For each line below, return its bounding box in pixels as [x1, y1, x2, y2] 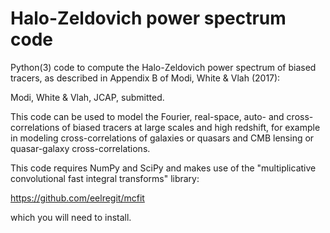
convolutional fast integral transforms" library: [10, 172, 200, 184]
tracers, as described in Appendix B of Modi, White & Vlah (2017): [10, 72, 281, 84]
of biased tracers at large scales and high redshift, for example [61, 121, 321, 133]
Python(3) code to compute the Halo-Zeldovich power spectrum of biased [10, 61, 317, 73]
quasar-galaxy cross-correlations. [10, 142, 151, 154]
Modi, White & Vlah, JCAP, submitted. [10, 91, 165, 103]
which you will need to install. [10, 211, 132, 223]
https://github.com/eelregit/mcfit [10, 192, 145, 204]
